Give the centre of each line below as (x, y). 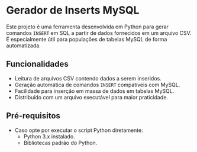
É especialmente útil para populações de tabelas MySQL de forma (87, 39)
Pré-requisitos (33, 116)
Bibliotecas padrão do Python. (60, 143)
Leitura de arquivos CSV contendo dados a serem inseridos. (88, 78)
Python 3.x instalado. (49, 136)
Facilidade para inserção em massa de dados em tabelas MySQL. (94, 91)
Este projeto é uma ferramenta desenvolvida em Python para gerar (87, 27)
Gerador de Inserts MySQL (73, 10)
